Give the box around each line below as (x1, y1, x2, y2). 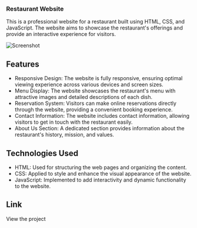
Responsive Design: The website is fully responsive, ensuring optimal (14, 75, 183, 82)
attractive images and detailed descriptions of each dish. (14, 94, 153, 101)
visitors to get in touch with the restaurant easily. (14, 118, 133, 125)
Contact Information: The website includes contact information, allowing (14, 113, 190, 120)
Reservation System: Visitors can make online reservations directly (14, 100, 176, 107)
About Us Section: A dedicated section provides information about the (14, 125, 185, 132)
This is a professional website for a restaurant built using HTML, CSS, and (6, 18, 185, 25)
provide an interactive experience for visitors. (6, 31, 116, 38)
